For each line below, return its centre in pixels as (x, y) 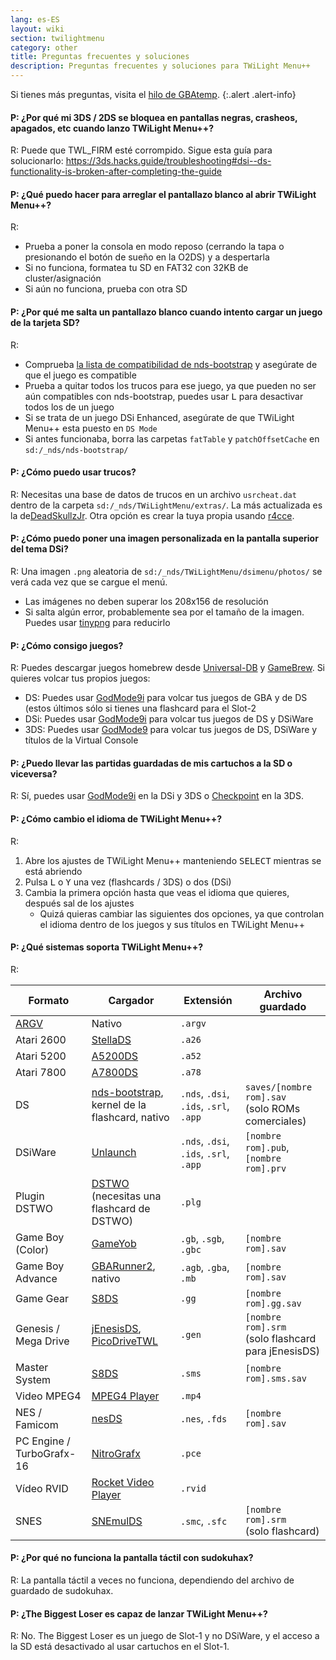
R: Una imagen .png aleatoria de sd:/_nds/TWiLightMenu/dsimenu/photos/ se (166, 572)
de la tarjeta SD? (45, 322)
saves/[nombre (278, 1087)
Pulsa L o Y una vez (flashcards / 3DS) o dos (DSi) (128, 882)
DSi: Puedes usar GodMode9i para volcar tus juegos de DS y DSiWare (169, 719)
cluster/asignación (63, 278)
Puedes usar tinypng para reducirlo (97, 623)
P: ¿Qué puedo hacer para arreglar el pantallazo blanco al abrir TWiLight (163, 194)
